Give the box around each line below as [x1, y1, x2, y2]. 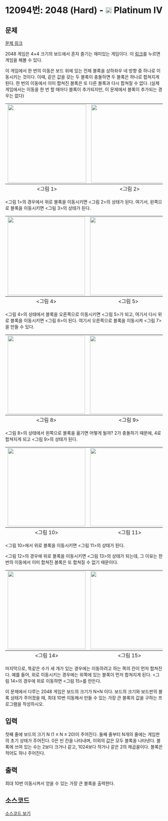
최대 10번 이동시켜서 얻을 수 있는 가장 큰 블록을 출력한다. [5, 780, 115, 786]
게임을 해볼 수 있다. [5, 57, 42, 63]
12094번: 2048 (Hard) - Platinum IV [5, 4, 163, 16]
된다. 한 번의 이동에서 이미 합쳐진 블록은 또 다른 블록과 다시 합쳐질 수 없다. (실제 [5, 80, 160, 86]
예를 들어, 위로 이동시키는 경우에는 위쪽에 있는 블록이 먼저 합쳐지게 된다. [11, 672, 151, 678]
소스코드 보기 [5, 811, 31, 817]
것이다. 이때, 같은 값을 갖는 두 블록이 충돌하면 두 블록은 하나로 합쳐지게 [22, 74, 160, 80]
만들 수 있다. [10, 324, 35, 330]
